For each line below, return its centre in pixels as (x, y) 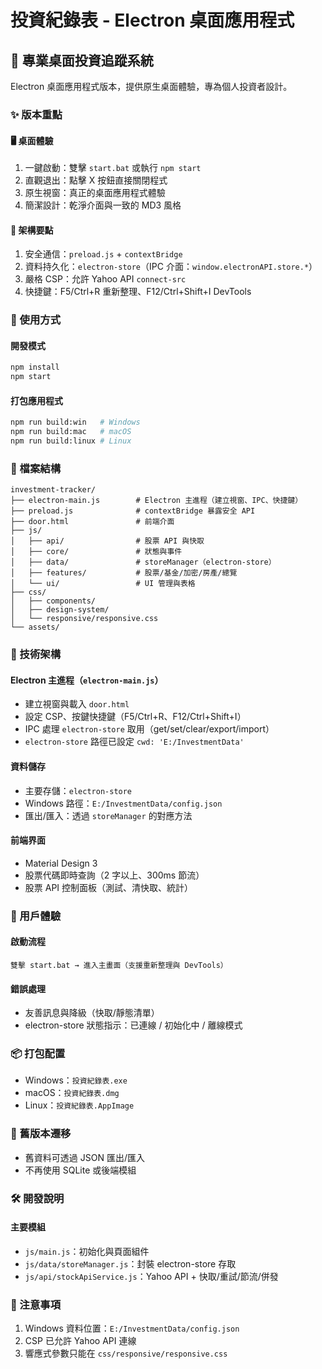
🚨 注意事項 (36, 1304)
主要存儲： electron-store (78, 790)
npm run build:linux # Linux (71, 441)
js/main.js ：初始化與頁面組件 (87, 1251)
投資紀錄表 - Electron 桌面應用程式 (152, 20)
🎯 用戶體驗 (36, 916)
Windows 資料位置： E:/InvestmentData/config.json (132, 1328)
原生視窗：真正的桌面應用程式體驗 (95, 193)
